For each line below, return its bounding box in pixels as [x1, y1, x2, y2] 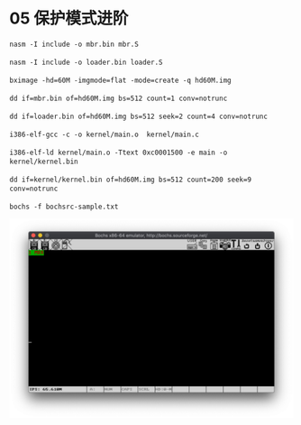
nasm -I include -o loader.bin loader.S [9, 58, 164, 67]
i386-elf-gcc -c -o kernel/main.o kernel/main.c [9, 130, 200, 139]
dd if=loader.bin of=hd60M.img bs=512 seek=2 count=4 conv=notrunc [9, 112, 269, 121]
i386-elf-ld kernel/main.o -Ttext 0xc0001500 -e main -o [9, 148, 228, 157]
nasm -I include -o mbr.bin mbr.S [9, 40, 140, 49]
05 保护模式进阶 [9, 8, 129, 29]
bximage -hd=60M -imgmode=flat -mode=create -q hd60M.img [9, 76, 232, 85]
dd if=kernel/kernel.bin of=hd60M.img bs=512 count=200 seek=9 [9, 175, 252, 184]
